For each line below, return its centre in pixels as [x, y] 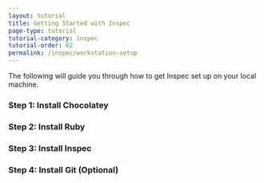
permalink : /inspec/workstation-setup [73, 53]
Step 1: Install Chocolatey [59, 105]
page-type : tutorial [43, 31]
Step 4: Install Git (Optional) [63, 169]
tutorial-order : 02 [41, 46]
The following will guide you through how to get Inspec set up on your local [132, 76]
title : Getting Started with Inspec [69, 23]
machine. [24, 84]
